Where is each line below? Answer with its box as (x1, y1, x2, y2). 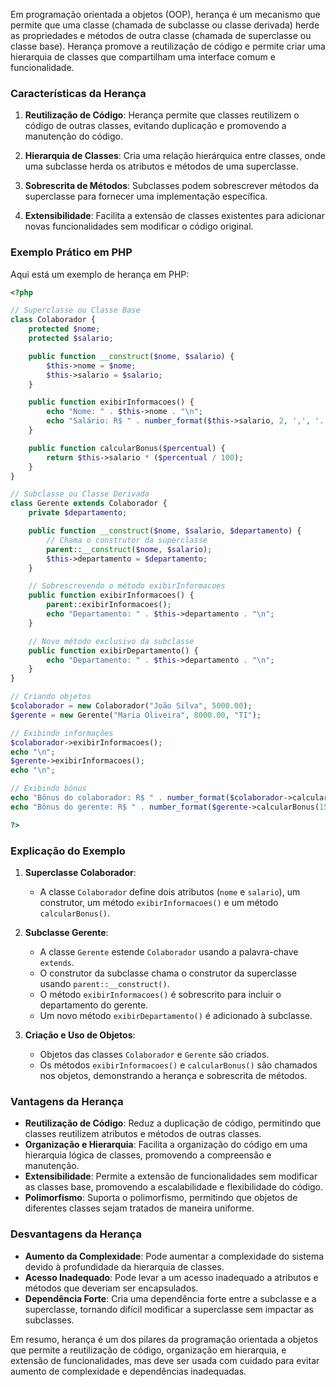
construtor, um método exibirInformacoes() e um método (39, 897, 279, 909)
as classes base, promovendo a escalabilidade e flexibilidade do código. (24, 1181, 324, 1193)
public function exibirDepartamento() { (28, 645, 199, 656)
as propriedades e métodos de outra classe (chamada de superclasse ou (10, 30, 312, 41)
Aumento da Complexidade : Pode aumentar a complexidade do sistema (24, 1250, 325, 1262)
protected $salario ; (28, 334, 114, 344)
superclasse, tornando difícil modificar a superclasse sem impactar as (24, 1303, 314, 1315)
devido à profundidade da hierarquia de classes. (24, 1260, 225, 1273)
